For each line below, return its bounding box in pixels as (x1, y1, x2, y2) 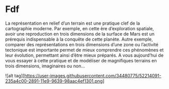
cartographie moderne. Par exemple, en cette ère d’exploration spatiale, (5, 25, 154, 31)
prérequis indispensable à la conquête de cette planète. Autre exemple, (5, 36, 153, 42)
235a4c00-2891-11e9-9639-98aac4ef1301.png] (5, 78, 105, 84)
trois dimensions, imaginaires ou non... (5, 63, 86, 69)
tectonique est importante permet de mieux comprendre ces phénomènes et (5, 47, 164, 53)
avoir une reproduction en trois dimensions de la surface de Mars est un (5, 31, 155, 37)
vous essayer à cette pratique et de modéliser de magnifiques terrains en (5, 57, 157, 63)
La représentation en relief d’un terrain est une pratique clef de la (5, 20, 140, 26)
